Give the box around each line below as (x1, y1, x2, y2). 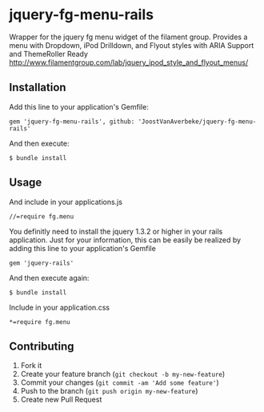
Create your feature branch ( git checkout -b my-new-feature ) (20, 370, 226, 379)
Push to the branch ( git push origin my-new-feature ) (20, 386, 198, 396)
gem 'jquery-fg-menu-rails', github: (9, 118, 135, 126)
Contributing (9, 339, 74, 353)
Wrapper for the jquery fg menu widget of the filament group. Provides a (9, 32, 248, 42)
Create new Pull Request (20, 394, 102, 405)
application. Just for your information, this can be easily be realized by (9, 234, 242, 245)
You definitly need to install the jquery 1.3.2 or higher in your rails (9, 226, 223, 236)
